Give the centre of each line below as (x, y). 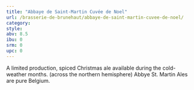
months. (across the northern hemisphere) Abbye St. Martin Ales (108, 74)
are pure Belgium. (28, 80)
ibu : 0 (14, 40)
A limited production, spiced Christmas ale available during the (84, 68)
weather (17, 74)
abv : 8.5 (17, 34)
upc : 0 (14, 51)
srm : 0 (14, 46)
